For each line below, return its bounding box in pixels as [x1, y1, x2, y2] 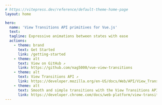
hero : [5, 20, 16, 25]
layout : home [5, 12, 31, 16]
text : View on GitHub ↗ [17, 61, 66, 66]
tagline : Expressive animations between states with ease [9, 34, 129, 39]
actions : [9, 38, 27, 44]
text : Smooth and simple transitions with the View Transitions [17, 88, 150, 92]
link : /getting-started [17, 52, 66, 57]
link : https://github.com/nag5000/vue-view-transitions [17, 65, 133, 70]
